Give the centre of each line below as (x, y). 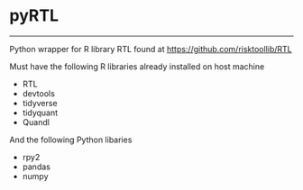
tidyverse (40, 103)
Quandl (36, 122)
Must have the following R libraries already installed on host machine (137, 66)
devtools (39, 93)
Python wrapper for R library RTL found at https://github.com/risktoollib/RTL (151, 49)
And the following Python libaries (71, 140)
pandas (37, 167)
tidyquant (40, 113)
